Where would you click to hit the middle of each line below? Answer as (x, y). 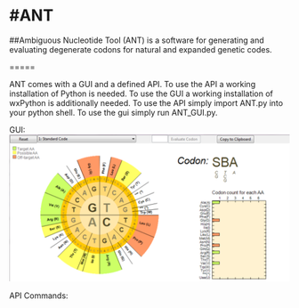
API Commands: (39, 296)
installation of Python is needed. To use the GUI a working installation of (141, 93)
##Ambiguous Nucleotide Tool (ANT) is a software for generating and (137, 40)
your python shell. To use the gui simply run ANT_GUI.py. (113, 112)
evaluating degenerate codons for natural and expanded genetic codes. (141, 49)
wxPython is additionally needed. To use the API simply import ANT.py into (146, 102)
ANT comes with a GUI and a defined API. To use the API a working (133, 84)
